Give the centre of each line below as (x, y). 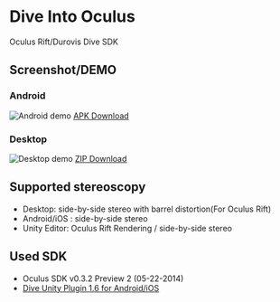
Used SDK (38, 256)
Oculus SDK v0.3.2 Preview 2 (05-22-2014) (103, 278)
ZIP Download (101, 158)
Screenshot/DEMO (63, 70)
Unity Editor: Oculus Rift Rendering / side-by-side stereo (127, 228)
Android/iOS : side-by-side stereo (85, 218)
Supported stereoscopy (78, 187)
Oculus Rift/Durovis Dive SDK (64, 42)
